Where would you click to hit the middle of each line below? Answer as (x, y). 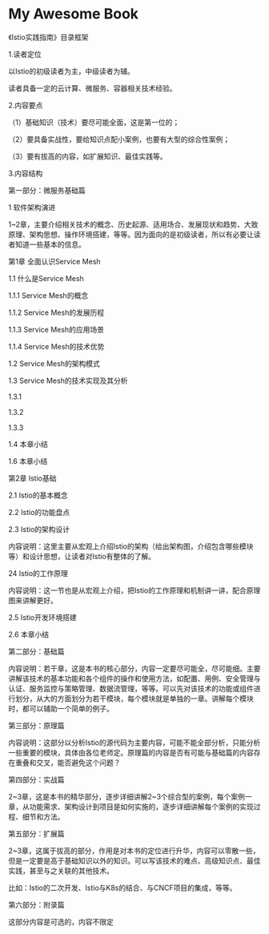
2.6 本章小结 (29, 634)
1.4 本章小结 (28, 444)
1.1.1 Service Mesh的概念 (48, 295)
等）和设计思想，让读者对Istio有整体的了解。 (82, 556)
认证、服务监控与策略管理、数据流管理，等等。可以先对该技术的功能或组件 (131, 688)
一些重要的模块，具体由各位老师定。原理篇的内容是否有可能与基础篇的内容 (131, 752)
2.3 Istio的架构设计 (39, 529)
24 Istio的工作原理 (38, 573)
